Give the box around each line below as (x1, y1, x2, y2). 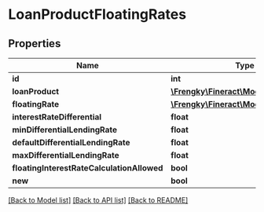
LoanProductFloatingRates (8, 5, 187, 24)
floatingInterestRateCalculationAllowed (12, 163, 163, 174)
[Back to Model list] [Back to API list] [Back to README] (8, 196, 189, 205)
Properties (8, 37, 61, 50)
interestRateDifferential (12, 111, 102, 122)
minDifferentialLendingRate (12, 124, 118, 135)
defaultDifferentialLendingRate (12, 137, 130, 148)
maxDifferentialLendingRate (12, 150, 119, 160)
